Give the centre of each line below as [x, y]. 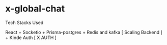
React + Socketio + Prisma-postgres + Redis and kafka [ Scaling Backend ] [84, 32]
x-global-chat [35, 9]
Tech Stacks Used [24, 22]
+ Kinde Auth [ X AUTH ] [31, 37]
